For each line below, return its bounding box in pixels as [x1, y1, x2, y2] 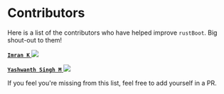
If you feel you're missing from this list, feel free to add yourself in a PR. [7, 78, 217, 87]
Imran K [7, 52, 31, 59]
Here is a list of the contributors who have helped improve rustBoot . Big [7, 28, 218, 37]
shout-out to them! [7, 35, 63, 44]
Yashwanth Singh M [7, 66, 62, 74]
